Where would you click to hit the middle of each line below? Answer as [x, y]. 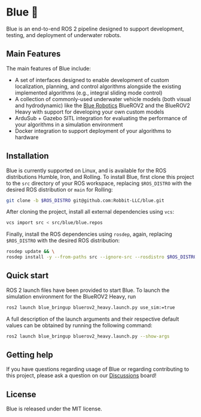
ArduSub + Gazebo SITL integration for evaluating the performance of [101, 118]
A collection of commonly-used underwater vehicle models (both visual [103, 99]
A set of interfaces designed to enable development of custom [92, 80]
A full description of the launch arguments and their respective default [93, 319]
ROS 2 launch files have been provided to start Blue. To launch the [88, 290]
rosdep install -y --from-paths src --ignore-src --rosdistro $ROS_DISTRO [101, 257]
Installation [28, 156]
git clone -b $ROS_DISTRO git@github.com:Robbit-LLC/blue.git [85, 200]
